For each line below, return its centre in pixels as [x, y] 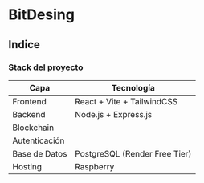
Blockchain [33, 128]
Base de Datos [40, 153]
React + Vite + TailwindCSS [126, 101]
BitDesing [41, 15]
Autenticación [39, 140]
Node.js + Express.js [114, 114]
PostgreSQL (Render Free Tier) [133, 153]
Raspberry [95, 166]
